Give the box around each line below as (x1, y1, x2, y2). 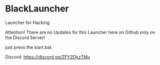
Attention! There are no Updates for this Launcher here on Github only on (5, 29, 156, 35)
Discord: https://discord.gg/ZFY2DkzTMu (5, 53, 91, 60)
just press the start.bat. (5, 44, 53, 50)
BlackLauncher (5, 3, 69, 14)
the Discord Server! (5, 34, 45, 40)
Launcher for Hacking (5, 19, 50, 25)
